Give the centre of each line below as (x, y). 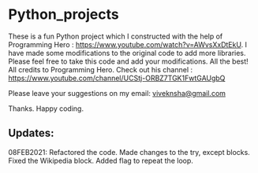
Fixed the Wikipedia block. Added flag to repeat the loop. (101, 160)
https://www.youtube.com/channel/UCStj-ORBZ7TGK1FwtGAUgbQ (117, 78)
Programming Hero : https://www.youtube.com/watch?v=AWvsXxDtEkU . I (127, 44)
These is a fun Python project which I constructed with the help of (116, 36)
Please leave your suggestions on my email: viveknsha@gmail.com (117, 93)
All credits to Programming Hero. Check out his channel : (101, 69)
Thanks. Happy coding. (46, 109)
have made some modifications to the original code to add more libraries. (127, 53)
